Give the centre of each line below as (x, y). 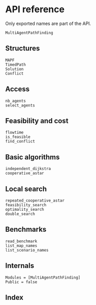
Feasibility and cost (37, 121)
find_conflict (20, 142)
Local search (26, 189)
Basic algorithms (33, 157)
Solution (14, 69)
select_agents (20, 105)
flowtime (14, 133)
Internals (20, 266)
